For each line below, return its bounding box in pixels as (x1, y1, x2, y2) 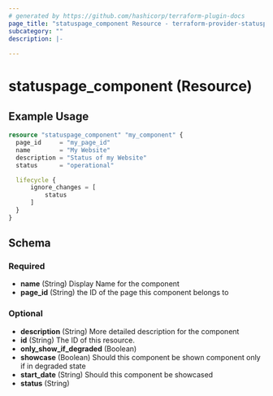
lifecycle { (15, 176, 57, 184)
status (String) (19, 378, 71, 388)
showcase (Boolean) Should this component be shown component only (19, 352, 262, 362)
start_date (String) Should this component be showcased (19, 369, 214, 379)
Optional (8, 308, 43, 320)
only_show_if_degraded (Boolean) (19, 343, 137, 354)
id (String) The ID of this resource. (19, 335, 136, 345)
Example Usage (8, 109, 89, 123)
